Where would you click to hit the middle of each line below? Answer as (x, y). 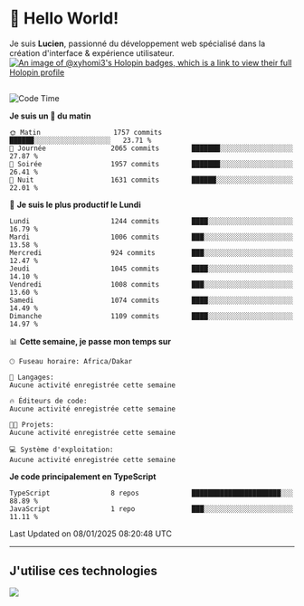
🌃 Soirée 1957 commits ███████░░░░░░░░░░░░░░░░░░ (152, 165)
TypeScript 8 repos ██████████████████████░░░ (152, 493)
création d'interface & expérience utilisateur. (92, 52)
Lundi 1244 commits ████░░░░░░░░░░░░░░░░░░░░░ (152, 222)
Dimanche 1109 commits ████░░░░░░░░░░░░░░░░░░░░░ (152, 317)
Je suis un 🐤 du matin (50, 116)
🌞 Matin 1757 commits (86, 133)
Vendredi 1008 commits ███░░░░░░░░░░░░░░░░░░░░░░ (152, 285)
